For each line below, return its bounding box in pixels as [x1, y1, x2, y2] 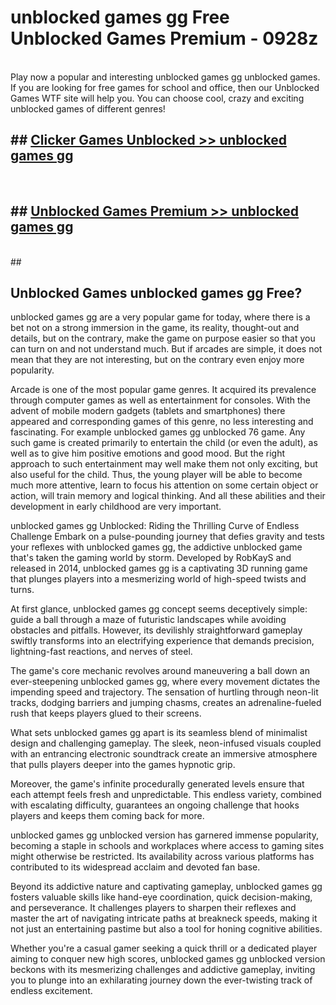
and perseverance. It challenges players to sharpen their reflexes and [10, 902, 297, 914]
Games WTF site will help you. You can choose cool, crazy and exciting [10, 92, 305, 104]
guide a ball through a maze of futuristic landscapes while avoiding [10, 614, 287, 626]
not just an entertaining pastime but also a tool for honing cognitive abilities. [10, 923, 323, 935]
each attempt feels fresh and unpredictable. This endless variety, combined [10, 789, 322, 801]
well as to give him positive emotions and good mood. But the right [10, 447, 286, 460]
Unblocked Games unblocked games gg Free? [10, 284, 303, 301]
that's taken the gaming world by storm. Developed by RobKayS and [10, 552, 292, 564]
